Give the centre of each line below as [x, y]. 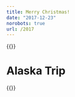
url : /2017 [20, 29]
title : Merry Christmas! [38, 12]
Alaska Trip [36, 71]
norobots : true [26, 23]
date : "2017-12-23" [31, 18]
